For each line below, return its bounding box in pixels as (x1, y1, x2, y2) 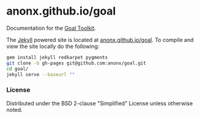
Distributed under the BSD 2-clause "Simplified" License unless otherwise (6, 99, 193, 107)
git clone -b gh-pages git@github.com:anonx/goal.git (6, 60, 147, 66)
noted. (6, 106, 23, 113)
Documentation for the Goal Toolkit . (6, 24, 96, 32)
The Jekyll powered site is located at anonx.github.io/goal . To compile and (6, 36, 194, 43)
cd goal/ (6, 66, 29, 72)
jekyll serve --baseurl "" (6, 71, 75, 77)
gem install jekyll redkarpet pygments (6, 54, 108, 60)
